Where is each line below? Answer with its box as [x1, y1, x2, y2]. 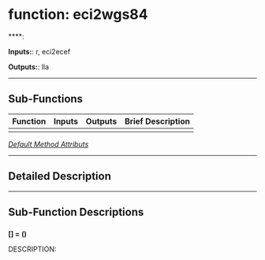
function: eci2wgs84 [8, 6, 148, 24]
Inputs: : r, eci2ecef [8, 46, 71, 56]
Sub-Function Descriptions [8, 205, 144, 218]
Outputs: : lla [8, 61, 50, 72]
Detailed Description [8, 169, 112, 183]
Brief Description [125, 116, 191, 127]
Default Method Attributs [8, 139, 89, 149]
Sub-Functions [8, 92, 84, 106]
